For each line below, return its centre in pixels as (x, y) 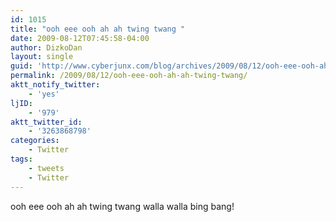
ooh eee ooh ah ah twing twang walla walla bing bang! (122, 206)
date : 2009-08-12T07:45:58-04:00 (80, 38)
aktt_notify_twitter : (55, 85)
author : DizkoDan (46, 47)
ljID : (21, 103)
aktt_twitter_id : (46, 122)
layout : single (42, 57)
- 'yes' (44, 94)
